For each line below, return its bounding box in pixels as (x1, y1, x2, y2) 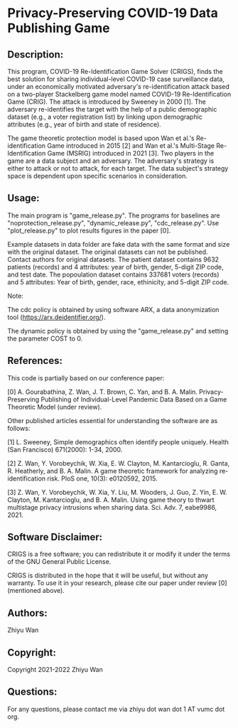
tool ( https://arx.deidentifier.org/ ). (7, 313, 106, 321)
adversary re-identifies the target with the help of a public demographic (7, 105, 217, 113)
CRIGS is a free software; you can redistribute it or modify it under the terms (7, 550, 231, 559)
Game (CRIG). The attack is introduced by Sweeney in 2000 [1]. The (7, 97, 206, 106)
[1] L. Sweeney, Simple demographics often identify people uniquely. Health (7, 437, 229, 446)
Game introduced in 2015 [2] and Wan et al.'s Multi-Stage (47, 141, 215, 150)
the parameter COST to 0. (7, 334, 83, 343)
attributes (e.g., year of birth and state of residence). (7, 120, 161, 129)
